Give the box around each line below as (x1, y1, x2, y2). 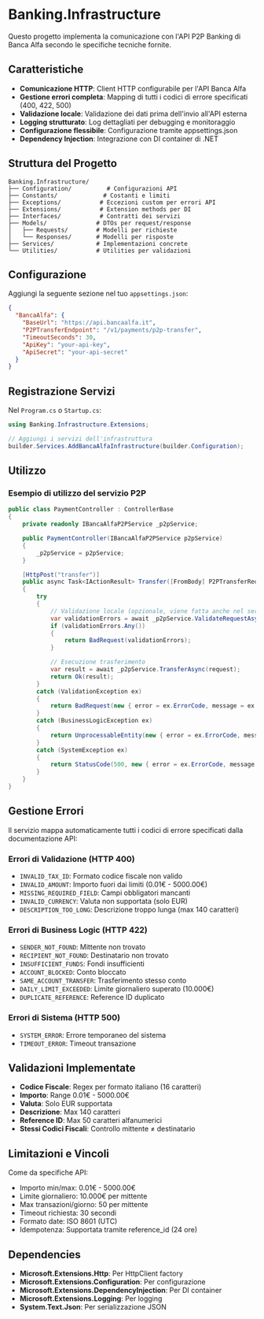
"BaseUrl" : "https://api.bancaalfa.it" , (22, 319, 156, 327)
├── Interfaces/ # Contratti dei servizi (8, 212, 181, 220)
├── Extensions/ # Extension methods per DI (8, 205, 192, 214)
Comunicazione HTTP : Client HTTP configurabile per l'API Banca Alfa (19, 84, 247, 93)
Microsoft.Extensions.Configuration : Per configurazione (19, 1277, 206, 1287)
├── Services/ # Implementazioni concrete (8, 240, 189, 247)
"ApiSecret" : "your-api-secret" (22, 348, 128, 356)
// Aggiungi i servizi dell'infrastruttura (8, 435, 153, 443)
